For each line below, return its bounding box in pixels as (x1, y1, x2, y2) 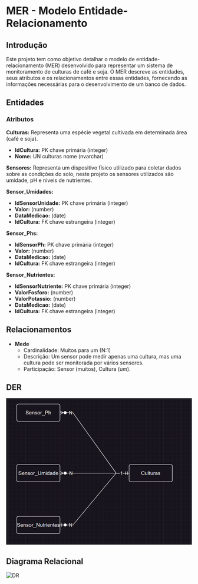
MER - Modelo (6, 4, 77, 18)
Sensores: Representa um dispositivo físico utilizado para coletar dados (6, 164, 181, 171)
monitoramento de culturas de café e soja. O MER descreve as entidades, (6, 68, 184, 75)
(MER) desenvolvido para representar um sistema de (45, 62, 173, 69)
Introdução (6, 40, 48, 50)
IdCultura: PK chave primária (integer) (14, 146, 108, 154)
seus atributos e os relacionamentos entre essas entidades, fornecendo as (6, 75, 187, 81)
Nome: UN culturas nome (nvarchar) (14, 152, 104, 160)
